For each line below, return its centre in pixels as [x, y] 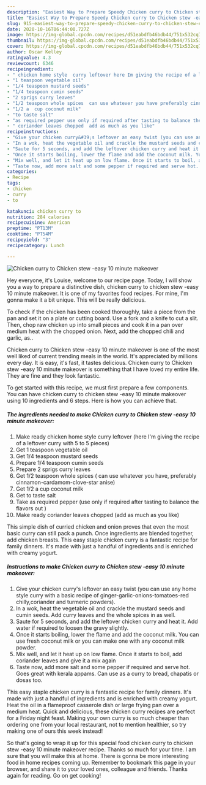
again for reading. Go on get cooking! [54, 775]
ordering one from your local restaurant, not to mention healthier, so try [97, 724]
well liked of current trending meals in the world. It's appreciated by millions [102, 356]
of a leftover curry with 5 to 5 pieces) [62, 443]
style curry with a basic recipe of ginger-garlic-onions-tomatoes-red [102, 595]
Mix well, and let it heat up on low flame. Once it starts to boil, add [99, 654]
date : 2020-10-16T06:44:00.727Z [48, 29]
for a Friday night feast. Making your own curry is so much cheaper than [98, 718]
